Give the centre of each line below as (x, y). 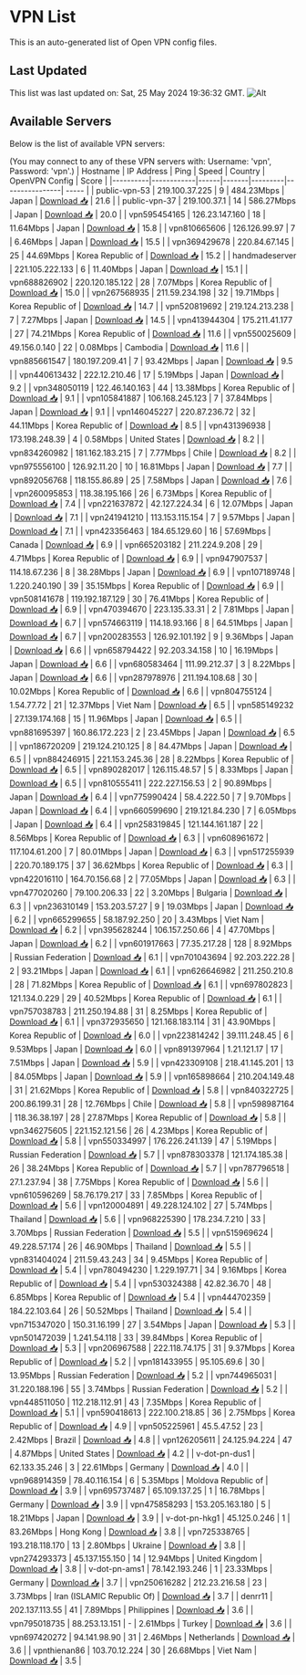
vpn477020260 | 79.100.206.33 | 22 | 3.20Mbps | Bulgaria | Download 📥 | (149, 893)
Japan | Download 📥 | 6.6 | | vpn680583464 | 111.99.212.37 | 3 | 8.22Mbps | (153, 664)
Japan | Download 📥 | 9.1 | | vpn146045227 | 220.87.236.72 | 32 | (133, 412)
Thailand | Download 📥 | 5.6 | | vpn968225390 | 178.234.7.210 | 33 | (138, 1219)
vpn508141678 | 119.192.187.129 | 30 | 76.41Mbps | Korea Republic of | (139, 599)
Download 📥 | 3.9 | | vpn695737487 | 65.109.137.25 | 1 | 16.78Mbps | (138, 1491)
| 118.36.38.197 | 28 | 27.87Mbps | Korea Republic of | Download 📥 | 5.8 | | (148, 1117)
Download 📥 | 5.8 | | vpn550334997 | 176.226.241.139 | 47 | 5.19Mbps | (143, 1141)
